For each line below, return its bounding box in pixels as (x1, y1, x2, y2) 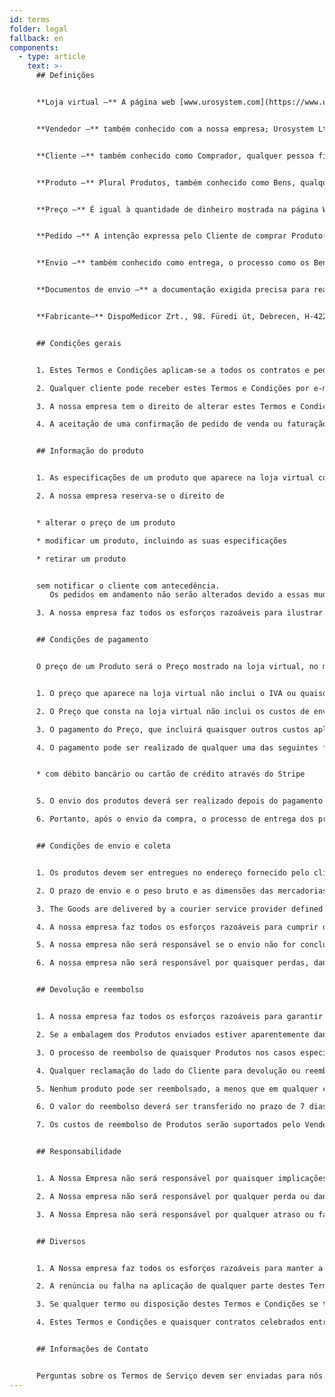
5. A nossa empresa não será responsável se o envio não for (35, 940, 297, 950)
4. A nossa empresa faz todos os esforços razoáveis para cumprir (35, 922, 319, 932)
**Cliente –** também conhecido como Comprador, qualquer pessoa (35, 151, 314, 161)
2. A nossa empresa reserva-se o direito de (35, 491, 225, 501)
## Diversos (35, 1236, 86, 1246)
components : (9, 42, 59, 53)
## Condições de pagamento (35, 635, 149, 645)
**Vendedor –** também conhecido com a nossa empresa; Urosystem (35, 124, 314, 134)
